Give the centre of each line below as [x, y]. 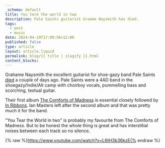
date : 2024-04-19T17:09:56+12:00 [40, 38]
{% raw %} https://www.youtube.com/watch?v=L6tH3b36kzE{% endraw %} [83, 141]
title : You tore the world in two [41, 14]
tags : [11, 24]
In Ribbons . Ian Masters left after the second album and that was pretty [78, 105]
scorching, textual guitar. [31, 90]
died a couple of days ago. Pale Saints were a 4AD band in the [69, 80]
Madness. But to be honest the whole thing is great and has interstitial [77, 126]
